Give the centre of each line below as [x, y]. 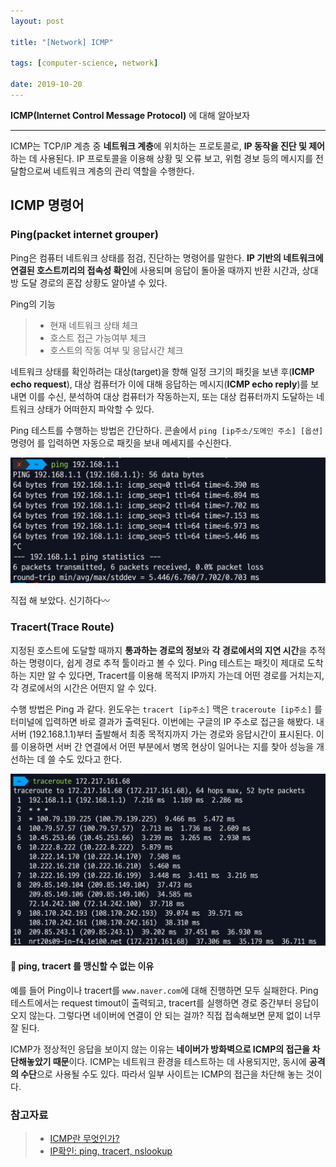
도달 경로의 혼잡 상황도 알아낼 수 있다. [94, 282]
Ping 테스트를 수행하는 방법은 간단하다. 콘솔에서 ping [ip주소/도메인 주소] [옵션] [167, 430]
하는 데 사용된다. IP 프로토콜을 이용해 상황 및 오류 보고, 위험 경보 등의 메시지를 [162, 158]
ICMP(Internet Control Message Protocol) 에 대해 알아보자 [130, 115]
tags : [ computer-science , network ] [84, 63]
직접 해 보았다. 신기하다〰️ [60, 601]
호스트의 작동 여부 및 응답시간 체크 [116, 350]
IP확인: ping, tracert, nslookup [111, 1151]
